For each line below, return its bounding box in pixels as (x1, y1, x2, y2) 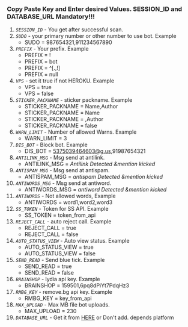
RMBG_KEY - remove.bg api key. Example (15, 288, 113, 296)
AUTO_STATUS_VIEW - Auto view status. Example (15, 237, 130, 244)
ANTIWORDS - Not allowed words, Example (15, 192, 116, 200)
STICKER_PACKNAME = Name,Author (24, 103, 118, 110)
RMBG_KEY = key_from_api (24, 294, 92, 302)
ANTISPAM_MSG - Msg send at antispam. (15, 167, 110, 174)
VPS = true (24, 84, 52, 91)
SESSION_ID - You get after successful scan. (15, 26, 124, 33)
